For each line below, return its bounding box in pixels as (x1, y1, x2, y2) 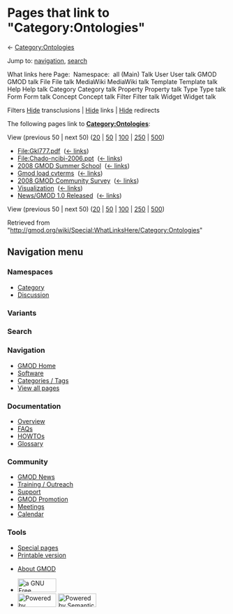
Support (17, 488, 41, 496)
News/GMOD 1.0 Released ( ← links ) (17, 191, 122, 200)
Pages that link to (7, 5, 110, 21)
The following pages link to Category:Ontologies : (7, 119, 151, 127)
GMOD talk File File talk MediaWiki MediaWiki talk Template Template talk (7, 77, 218, 85)
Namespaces (7, 267, 54, 277)
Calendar (17, 510, 44, 519)
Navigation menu (7, 246, 84, 258)
